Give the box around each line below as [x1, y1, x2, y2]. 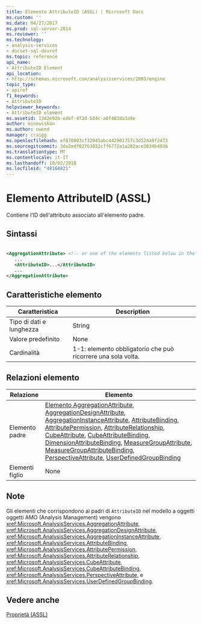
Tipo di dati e [9, 317, 46, 326]
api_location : [6, 70, 42, 76]
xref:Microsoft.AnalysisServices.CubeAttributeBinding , [6, 564, 141, 572]
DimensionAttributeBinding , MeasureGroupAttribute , [44, 438, 192, 446]
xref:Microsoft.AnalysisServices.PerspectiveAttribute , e [6, 571, 144, 578]
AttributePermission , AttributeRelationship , [44, 423, 165, 431]
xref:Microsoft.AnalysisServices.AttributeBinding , [6, 539, 128, 546]
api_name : [6, 59, 31, 65]
